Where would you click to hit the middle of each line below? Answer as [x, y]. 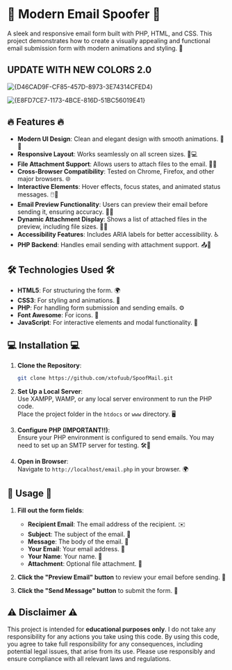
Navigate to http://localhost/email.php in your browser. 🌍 [103, 469]
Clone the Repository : [49, 366]
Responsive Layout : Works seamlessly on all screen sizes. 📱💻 [107, 154]
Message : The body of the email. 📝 [78, 542]
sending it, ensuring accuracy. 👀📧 [65, 212]
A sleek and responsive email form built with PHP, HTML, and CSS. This [110, 33]
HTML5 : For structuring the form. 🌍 [69, 290]
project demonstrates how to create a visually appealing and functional [109, 40]
